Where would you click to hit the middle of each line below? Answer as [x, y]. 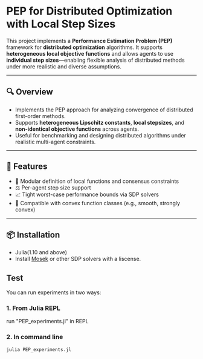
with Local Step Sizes [61, 24]
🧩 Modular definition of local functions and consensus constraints [97, 181]
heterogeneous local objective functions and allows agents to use [90, 53]
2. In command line [35, 337]
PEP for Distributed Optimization [89, 11]
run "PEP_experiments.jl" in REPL [47, 321]
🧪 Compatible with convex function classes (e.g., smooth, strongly [97, 203]
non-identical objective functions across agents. [77, 129]
